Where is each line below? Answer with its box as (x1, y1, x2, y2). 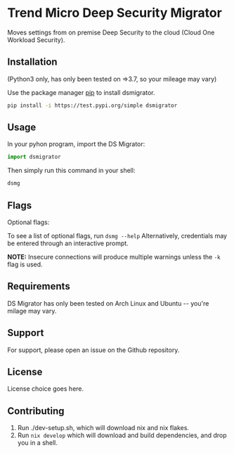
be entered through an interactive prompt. (7, 239, 129, 247)
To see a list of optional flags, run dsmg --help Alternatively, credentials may (7, 232, 227, 240)
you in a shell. (17, 439, 58, 447)
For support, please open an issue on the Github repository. (7, 346, 180, 354)
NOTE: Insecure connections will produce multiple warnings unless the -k (7, 253, 221, 261)
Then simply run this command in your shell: (7, 167, 136, 175)
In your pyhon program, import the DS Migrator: (7, 140, 145, 148)
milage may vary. (7, 306, 57, 315)
